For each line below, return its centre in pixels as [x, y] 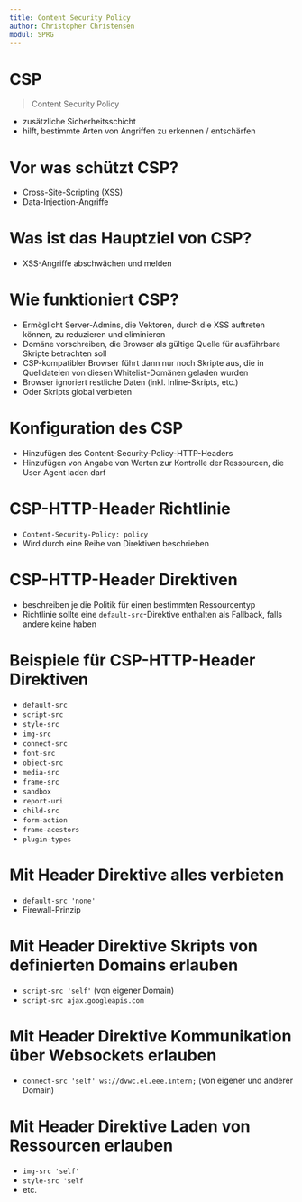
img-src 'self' [51, 1171]
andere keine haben [59, 624]
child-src [41, 811]
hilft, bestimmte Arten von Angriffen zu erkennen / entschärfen [139, 131]
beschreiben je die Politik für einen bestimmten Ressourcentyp [139, 604]
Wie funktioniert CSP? [94, 300]
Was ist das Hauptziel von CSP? [131, 239]
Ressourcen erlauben [92, 1145]
